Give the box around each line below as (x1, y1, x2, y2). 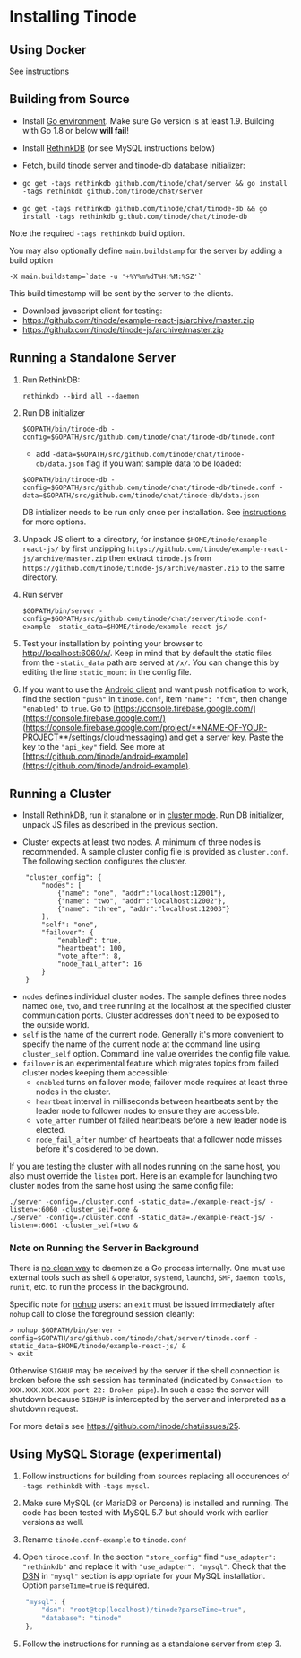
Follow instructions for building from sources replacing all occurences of (21, 1470, 290, 1481)
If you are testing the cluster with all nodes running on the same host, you (9, 1161, 280, 1172)
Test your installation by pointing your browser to (21, 637, 203, 648)
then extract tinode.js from (108, 552, 212, 563)
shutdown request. (9, 1403, 79, 1414)
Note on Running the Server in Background (9, 1241, 200, 1254)
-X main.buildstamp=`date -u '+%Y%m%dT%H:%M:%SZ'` (9, 272, 202, 281)
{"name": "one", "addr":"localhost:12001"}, (56, 889, 227, 899)
